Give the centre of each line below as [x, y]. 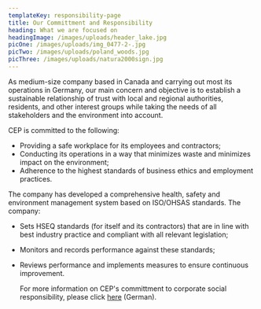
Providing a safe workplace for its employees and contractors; [120, 145]
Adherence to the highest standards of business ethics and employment [136, 171]
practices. [36, 178]
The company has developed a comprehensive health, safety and [114, 194]
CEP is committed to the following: [64, 130]
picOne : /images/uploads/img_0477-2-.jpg [77, 45]
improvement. [42, 273]
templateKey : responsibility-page [65, 15]
